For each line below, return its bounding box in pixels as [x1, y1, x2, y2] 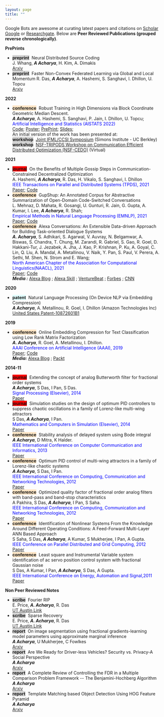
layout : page [5, 7, 32, 12]
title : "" [5, 12, 25, 17]
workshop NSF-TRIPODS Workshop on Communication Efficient [12, 141, 143, 147]
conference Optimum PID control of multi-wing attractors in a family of [12, 458, 157, 464]
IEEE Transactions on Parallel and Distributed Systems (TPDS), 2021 [12, 181, 149, 187]
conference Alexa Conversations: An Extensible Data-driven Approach [12, 223, 157, 229]
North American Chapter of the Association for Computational [12, 260, 137, 266]
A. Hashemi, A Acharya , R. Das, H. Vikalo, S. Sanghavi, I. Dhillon [12, 176, 142, 182]
